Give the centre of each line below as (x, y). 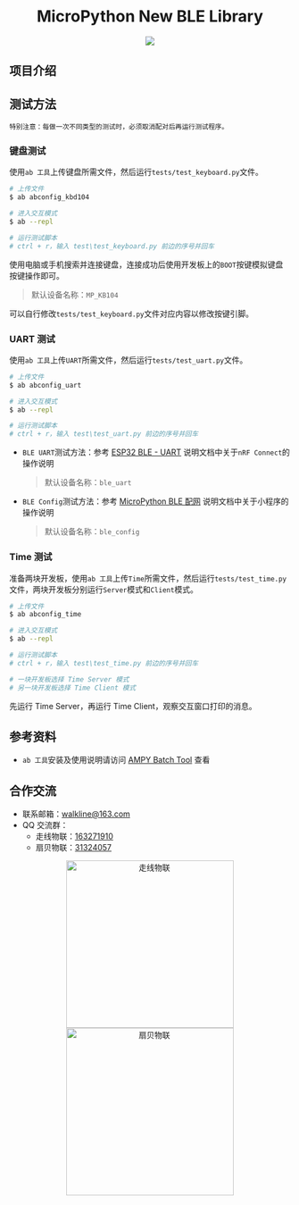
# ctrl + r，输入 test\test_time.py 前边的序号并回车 (104, 663)
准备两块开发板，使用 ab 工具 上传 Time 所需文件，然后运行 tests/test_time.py (148, 578)
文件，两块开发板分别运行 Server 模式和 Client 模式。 (104, 589)
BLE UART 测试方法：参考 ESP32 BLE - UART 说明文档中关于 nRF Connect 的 (156, 452)
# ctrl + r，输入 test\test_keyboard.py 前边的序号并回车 (112, 246)
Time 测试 (31, 557)
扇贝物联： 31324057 (74, 848)
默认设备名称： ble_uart (88, 482)
